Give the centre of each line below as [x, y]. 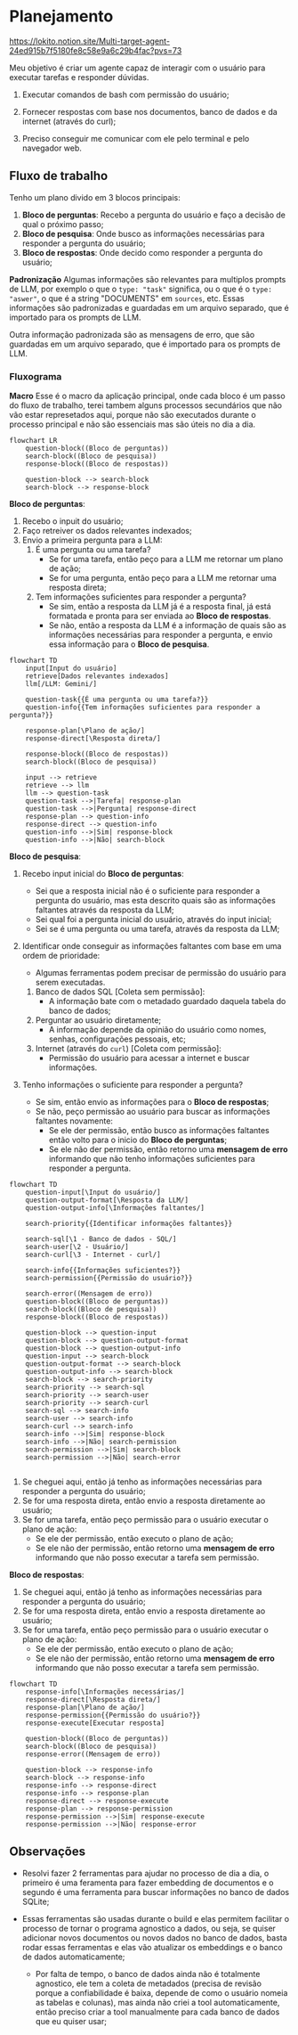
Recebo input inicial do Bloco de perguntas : [103, 874]
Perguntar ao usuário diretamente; [98, 1020]
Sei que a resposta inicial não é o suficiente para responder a [148, 891]
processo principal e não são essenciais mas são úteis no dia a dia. [133, 424]
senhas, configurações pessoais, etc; [117, 1039]
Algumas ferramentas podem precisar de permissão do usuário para [161, 973]
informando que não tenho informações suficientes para [152, 1159]
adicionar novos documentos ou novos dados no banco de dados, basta [154, 1937]
